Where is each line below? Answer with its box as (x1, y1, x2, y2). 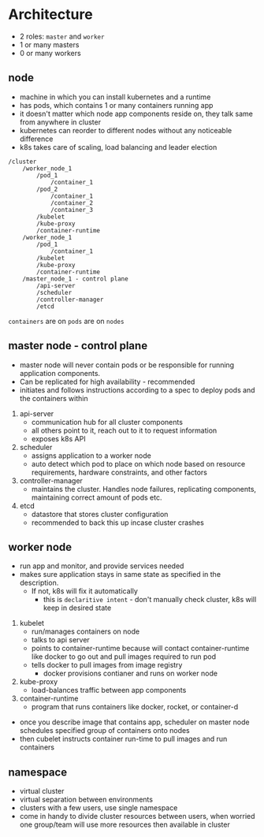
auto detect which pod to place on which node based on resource (31, 459, 246, 468)
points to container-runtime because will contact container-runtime (31, 644, 250, 653)
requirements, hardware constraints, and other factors (31, 467, 207, 477)
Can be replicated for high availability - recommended (19, 377, 195, 386)
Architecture (8, 6, 93, 24)
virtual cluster (19, 787, 65, 796)
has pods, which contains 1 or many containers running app (19, 100, 214, 110)
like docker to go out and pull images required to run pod (31, 652, 217, 661)
